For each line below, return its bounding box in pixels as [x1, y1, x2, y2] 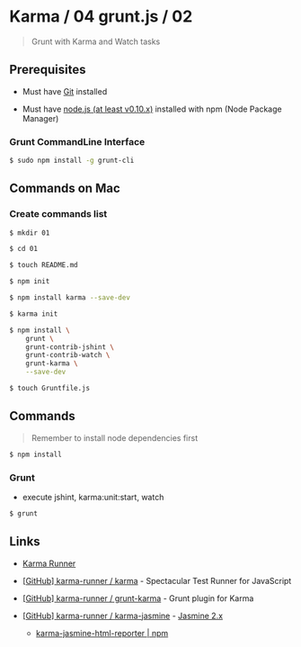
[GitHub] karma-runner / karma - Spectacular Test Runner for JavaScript [22, 575, 292, 586]
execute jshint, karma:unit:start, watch [22, 491, 164, 502]
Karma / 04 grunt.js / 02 [9, 6, 193, 27]
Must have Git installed [22, 85, 108, 96]
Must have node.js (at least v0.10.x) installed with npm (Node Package [22, 103, 282, 114]
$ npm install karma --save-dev [9, 293, 130, 302]
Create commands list [9, 208, 108, 220]
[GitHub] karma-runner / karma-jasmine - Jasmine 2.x [22, 610, 223, 621]
